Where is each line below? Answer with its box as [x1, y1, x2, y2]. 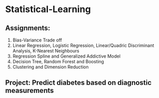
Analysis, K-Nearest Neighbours [12, 48, 80, 54]
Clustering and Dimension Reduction [12, 64, 89, 70]
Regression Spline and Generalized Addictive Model [12, 53, 121, 59]
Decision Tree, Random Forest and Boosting [12, 59, 104, 64]
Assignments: [5, 24, 50, 32]
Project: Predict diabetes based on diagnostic [5, 78, 152, 87]
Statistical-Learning [5, 4, 91, 15]
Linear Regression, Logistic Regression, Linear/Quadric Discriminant [12, 42, 154, 48]
